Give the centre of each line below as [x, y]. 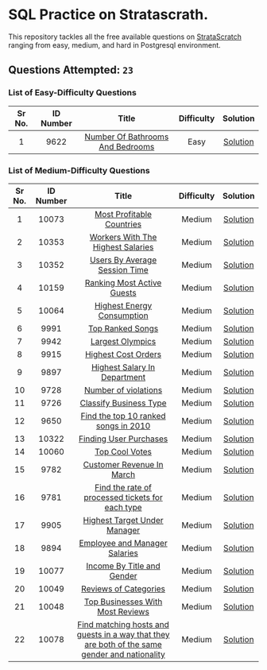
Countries [123, 224]
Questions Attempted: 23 [71, 70]
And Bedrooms [127, 146]
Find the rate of [124, 487]
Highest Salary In [123, 367]
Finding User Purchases [123, 439]
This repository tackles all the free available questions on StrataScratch [125, 37]
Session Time [123, 269]
